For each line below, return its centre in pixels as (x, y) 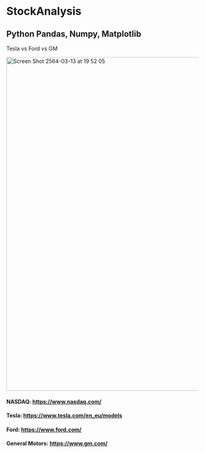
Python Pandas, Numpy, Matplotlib (74, 34)
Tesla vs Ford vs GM (32, 48)
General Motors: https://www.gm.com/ (57, 444)
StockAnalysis (44, 11)
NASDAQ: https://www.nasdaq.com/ (54, 402)
